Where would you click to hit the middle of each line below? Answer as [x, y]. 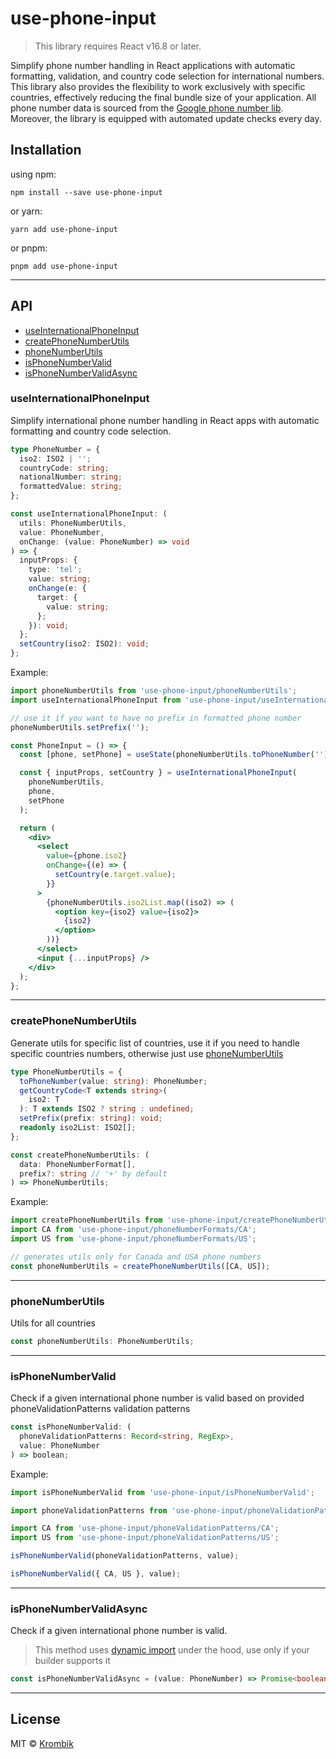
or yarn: [26, 211]
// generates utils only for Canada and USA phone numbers [136, 1257]
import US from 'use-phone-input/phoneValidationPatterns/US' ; [145, 1538]
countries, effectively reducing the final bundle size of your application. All [163, 97]
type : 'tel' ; [55, 570]
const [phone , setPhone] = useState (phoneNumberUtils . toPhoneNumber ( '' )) [176, 755]
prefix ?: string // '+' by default [93, 1173]
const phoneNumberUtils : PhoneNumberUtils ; [102, 1341]
